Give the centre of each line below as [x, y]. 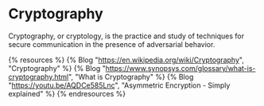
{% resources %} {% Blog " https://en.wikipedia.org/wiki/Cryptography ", [126, 60]
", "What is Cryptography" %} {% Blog [131, 77]
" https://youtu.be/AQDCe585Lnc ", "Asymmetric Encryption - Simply [119, 85]
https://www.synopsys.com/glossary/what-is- [181, 68]
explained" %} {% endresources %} [67, 93]
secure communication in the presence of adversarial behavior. [112, 44]
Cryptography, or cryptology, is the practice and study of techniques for [126, 36]
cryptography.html [39, 77]
